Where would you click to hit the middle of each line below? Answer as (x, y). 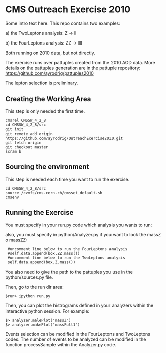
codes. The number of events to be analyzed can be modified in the (76, 339)
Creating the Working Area (48, 99)
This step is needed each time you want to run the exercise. (67, 179)
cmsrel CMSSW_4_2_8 (26, 120)
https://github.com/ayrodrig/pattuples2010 (50, 73)
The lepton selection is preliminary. (42, 83)
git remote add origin (29, 134)
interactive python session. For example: (47, 311)
